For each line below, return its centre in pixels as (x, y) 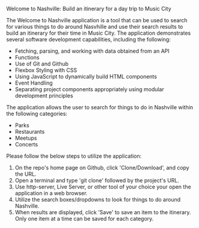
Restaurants (30, 132)
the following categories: (37, 114)
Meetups (26, 138)
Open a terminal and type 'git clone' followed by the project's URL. (97, 180)
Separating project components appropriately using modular (90, 89)
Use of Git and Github (42, 64)
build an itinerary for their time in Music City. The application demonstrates (99, 33)
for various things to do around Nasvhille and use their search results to (95, 27)
